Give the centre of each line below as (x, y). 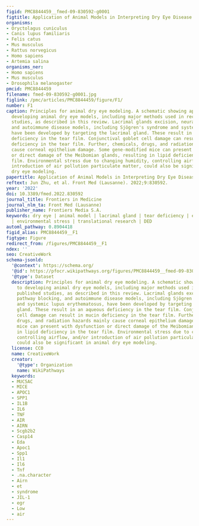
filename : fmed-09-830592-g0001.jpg (51, 94)
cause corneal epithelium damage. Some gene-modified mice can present (102, 150)
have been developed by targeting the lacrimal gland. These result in (102, 133)
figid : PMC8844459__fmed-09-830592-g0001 (58, 12)
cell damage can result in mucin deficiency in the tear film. (97, 315)
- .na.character (31, 476)
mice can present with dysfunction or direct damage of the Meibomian (106, 326)
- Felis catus (24, 39)
